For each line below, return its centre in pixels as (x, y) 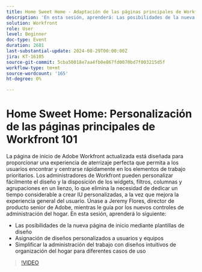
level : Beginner (26, 34)
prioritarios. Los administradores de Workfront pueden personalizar (90, 176)
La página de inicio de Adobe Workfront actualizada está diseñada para (95, 156)
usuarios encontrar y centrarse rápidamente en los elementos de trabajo (96, 169)
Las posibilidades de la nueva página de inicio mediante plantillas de (99, 226)
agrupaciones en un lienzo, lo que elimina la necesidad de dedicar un (92, 188)
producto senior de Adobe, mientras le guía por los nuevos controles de (95, 208)
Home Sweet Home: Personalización (99, 114)
